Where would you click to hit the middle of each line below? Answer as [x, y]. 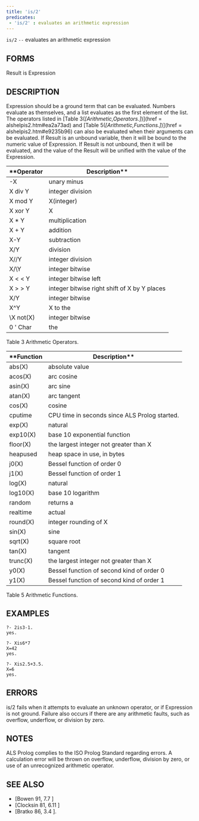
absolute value [69, 367]
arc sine [59, 386]
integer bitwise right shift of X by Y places [107, 288]
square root [64, 541]
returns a [61, 502]
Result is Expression [31, 73]
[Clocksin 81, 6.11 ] [37, 805]
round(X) [22, 522]
